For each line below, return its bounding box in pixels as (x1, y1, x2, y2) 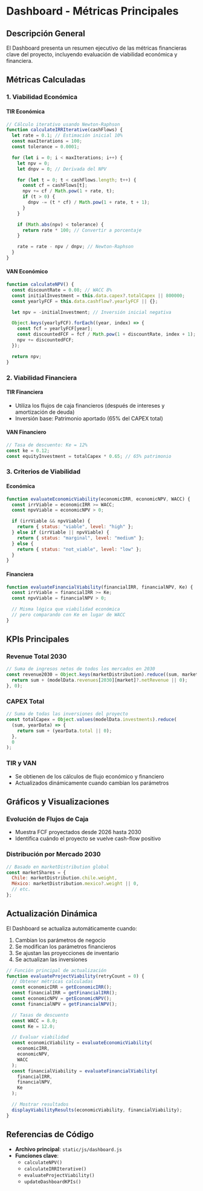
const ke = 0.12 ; (6, 448, 50, 454)
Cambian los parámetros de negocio (14, 936, 106, 944)
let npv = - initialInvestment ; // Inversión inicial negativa (11, 309, 172, 315)
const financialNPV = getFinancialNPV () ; (11, 1001, 118, 1007)
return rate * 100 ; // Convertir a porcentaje (22, 227, 142, 233)
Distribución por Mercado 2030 (6, 850, 101, 858)
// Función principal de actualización (6, 967, 107, 973)
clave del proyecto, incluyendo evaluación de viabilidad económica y (6, 51, 178, 58)
